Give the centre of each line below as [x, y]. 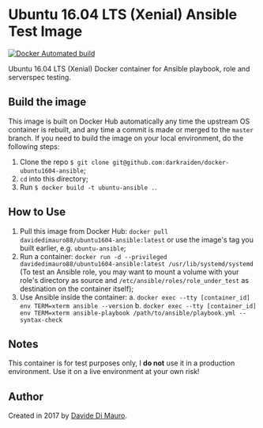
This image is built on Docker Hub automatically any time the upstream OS [129, 121]
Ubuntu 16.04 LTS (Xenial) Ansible [123, 15]
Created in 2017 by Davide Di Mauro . [68, 416]
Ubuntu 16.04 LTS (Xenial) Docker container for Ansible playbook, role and [129, 68]
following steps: [34, 146]
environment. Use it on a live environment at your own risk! [104, 372]
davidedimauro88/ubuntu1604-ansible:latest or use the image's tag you [137, 239]
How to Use [37, 212]
